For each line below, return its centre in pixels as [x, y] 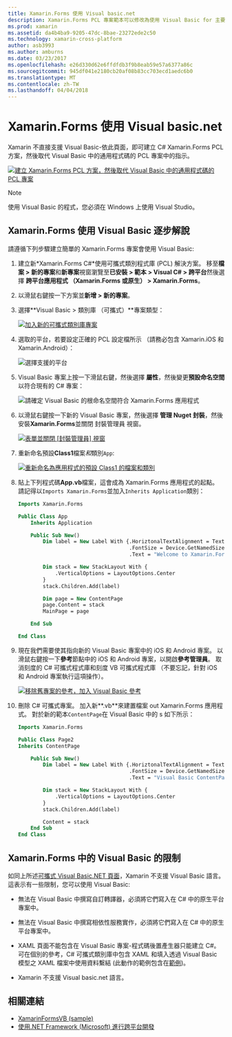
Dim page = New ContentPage [83, 598]
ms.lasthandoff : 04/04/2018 [48, 90]
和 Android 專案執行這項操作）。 [62, 676]
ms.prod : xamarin [33, 26]
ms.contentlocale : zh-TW [43, 84]
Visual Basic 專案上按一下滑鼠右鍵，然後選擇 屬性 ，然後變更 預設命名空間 [121, 377]
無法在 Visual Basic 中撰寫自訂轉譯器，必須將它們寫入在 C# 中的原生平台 [121, 899]
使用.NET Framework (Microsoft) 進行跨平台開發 [86, 1026]
